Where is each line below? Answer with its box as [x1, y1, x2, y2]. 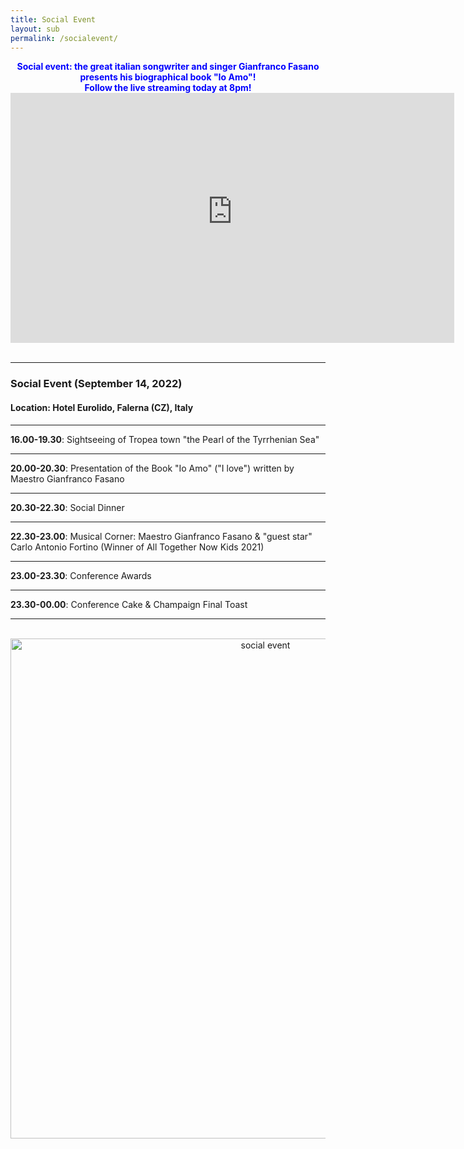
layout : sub [10, 24, 60, 34]
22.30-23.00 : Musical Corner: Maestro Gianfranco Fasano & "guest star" [10, 530, 313, 542]
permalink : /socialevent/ [10, 33, 118, 43]
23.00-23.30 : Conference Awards [10, 569, 152, 581]
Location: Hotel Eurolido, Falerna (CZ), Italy [10, 401, 194, 413]
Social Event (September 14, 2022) [10, 377, 183, 391]
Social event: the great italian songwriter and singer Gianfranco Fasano [16, 61, 320, 73]
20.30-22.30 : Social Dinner [10, 501, 125, 513]
